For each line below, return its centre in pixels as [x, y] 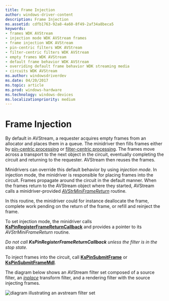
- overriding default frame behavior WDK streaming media [67, 66]
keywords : [16, 29]
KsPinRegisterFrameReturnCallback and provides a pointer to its [74, 227]
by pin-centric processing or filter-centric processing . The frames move [80, 149]
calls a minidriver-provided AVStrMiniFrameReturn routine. [66, 191]
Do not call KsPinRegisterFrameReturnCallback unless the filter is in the [81, 242]
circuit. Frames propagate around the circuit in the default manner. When [81, 181]
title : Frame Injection [30, 10]
